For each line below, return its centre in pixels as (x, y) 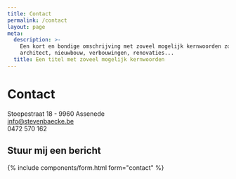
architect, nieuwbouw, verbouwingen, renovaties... (97, 53)
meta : (15, 33)
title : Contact (29, 14)
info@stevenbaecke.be (41, 121)
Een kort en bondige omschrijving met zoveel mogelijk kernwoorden (120, 46)
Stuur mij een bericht (54, 151)
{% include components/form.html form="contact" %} (86, 167)
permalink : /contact (38, 20)
